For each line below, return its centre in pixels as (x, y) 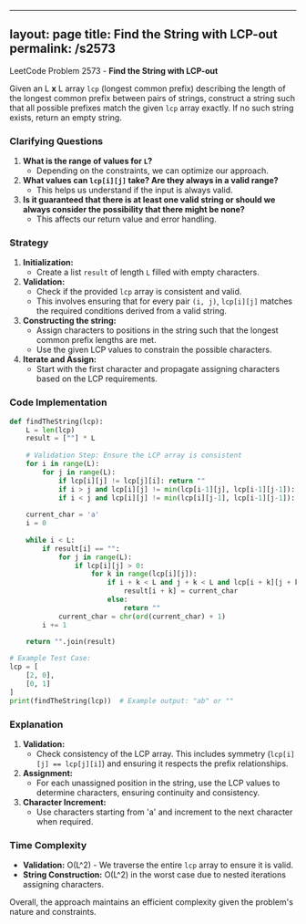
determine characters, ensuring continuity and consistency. (148, 792)
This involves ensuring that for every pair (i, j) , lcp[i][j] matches (164, 301)
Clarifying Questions (56, 140)
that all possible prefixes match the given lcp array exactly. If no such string (152, 108)
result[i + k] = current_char (181, 591)
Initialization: (48, 263)
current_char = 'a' (63, 515)
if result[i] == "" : (81, 548)
